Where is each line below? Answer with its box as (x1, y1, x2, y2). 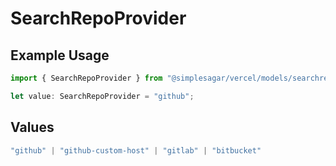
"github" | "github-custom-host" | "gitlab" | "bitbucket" (10, 145, 262, 156)
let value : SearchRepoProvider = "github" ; (10, 91, 195, 101)
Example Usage (10, 47, 110, 64)
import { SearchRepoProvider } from (10, 73, 163, 83)
